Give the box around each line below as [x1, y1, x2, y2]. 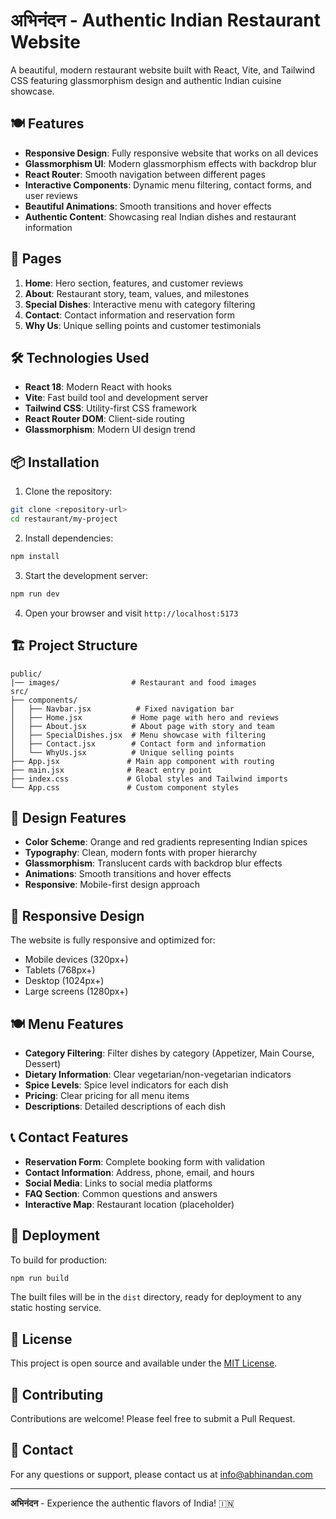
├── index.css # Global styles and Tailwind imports [10, 774, 288, 784]
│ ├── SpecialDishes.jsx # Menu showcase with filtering [10, 730, 267, 740]
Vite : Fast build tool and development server [24, 392, 209, 404]
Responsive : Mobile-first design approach [24, 879, 200, 891]
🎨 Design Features [10, 809, 127, 826]
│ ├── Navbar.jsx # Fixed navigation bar [10, 704, 235, 714]
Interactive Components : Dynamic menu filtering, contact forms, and [24, 179, 312, 191]
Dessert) [24, 1057, 62, 1069]
